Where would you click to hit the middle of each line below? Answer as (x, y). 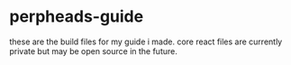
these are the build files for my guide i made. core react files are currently (146, 42)
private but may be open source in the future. (93, 51)
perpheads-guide (77, 17)
